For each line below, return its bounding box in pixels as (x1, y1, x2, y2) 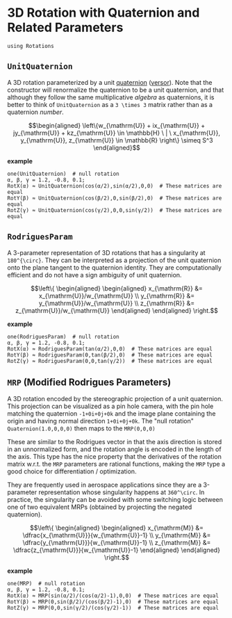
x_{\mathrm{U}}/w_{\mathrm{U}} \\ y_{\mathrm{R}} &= (38, 291, 195, 300)
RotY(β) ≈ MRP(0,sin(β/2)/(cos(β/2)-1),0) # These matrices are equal (7, 599, 219, 605)
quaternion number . (7, 108, 64, 116)
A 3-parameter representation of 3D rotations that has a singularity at (7, 248, 206, 257)
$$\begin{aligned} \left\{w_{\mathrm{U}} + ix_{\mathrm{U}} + (28, 121, 206, 129)
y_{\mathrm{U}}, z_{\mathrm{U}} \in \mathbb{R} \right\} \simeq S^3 (20, 136, 213, 144)
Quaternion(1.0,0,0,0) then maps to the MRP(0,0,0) (7, 424, 156, 432)
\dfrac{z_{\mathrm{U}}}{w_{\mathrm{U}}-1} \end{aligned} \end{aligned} (13, 546, 221, 554)
